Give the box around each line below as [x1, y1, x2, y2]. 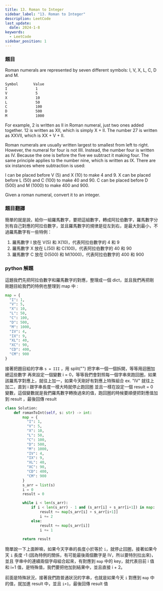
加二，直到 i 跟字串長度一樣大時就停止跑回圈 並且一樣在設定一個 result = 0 [5, 384, 154, 389]
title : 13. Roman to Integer [5, 7, 64, 12]
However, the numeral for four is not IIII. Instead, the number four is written [5, 147, 154, 153]
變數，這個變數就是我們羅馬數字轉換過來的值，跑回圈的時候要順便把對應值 [5, 390, 154, 396]
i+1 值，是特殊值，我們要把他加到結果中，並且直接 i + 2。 [10, 564, 125, 570]
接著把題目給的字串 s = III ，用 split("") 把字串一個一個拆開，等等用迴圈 [5, 366, 151, 371]
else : [31, 518, 42, 523]
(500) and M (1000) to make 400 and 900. [5, 183, 90, 188]
